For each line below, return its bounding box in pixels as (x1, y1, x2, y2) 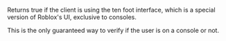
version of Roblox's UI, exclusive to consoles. (7, 13, 137, 21)
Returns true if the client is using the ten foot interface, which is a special (7, 6, 216, 14)
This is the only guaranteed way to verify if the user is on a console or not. (7, 27, 220, 34)
